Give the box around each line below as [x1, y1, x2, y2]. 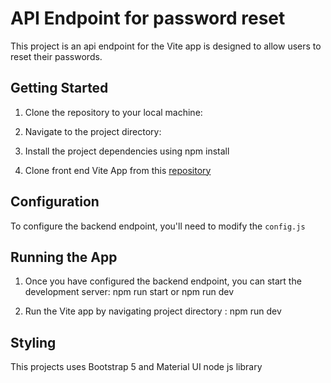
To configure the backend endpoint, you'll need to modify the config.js [10, 220, 306, 232]
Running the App [10, 248, 118, 266]
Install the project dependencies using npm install [24, 145, 230, 157]
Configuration [10, 193, 100, 211]
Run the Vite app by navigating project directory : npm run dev [24, 305, 282, 317]
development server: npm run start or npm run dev [24, 286, 235, 298]
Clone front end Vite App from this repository [24, 164, 212, 176]
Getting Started [10, 80, 109, 97]
